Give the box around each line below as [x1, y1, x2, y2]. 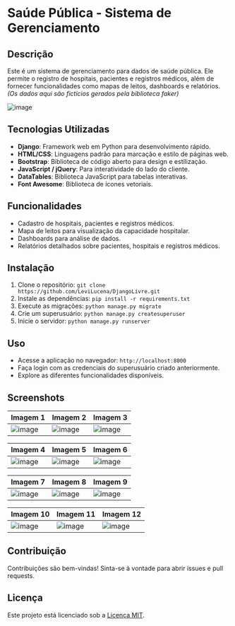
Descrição [7, 48, 54, 60]
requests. [7, 571, 35, 580]
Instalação [7, 262, 55, 274]
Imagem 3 [92, 413, 128, 423]
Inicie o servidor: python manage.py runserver [17, 317, 150, 326]
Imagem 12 [102, 509, 141, 519]
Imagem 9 [92, 477, 128, 487]
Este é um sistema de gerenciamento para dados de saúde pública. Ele [7, 67, 214, 75]
